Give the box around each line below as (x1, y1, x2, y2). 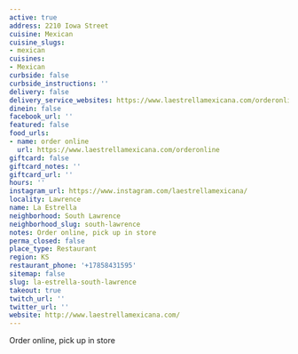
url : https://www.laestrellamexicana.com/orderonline (17, 145, 220, 154)
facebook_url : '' (9, 112, 74, 121)
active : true (9, 12, 58, 22)
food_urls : (9, 129, 50, 138)
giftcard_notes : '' (9, 162, 82, 171)
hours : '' (9, 179, 46, 188)
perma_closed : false (9, 237, 86, 245)
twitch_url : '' (9, 294, 66, 303)
